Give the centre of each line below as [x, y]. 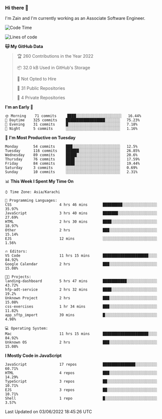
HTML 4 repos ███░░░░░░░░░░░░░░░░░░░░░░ [81, 373]
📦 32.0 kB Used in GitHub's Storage [54, 68]
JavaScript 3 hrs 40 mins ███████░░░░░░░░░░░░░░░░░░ [81, 213]
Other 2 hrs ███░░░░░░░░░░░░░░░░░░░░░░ [81, 230]
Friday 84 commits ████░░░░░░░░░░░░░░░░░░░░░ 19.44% [72, 164]
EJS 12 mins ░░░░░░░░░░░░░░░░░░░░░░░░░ [81, 239]
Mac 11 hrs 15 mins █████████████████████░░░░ [81, 334]
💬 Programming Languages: [31, 201]
